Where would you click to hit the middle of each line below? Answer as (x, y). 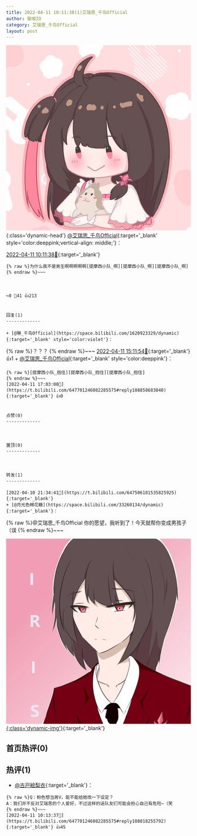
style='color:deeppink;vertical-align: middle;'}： (64, 243)
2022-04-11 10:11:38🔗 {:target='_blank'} (53, 255)
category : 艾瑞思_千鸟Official (42, 25)
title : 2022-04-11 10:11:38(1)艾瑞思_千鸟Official (67, 12)
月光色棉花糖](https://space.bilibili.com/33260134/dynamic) (90, 505)
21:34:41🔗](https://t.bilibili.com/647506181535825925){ (107, 493)
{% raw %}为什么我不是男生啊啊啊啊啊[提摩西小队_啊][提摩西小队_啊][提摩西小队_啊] (97, 267)
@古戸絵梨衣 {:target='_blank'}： (54, 785)
